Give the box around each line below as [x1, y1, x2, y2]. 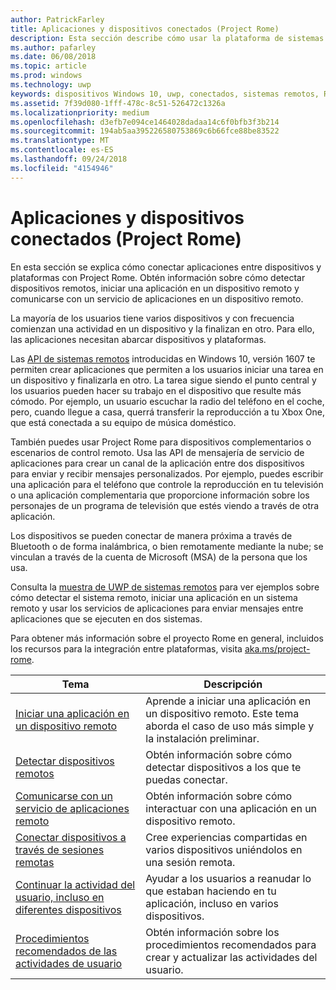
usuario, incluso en [15, 890, 105, 904]
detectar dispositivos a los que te [145, 760, 302, 774]
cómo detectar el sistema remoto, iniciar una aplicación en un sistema [10, 591, 298, 603]
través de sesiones [15, 842, 105, 856]
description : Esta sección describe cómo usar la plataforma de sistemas [10, 33, 325, 43]
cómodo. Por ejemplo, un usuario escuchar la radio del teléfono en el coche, [10, 395, 325, 407]
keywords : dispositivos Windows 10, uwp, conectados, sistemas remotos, [10, 89, 320, 99]
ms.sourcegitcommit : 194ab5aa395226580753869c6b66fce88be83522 [10, 126, 280, 136]
